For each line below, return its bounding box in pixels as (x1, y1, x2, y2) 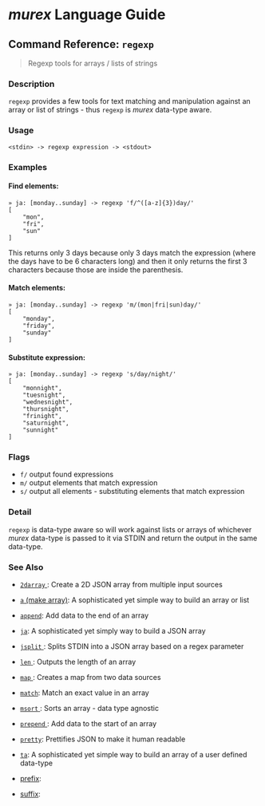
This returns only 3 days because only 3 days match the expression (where (8, 247, 256, 257)
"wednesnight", (22, 398, 73, 406)
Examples (8, 161, 48, 172)
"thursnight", (22, 405, 69, 413)
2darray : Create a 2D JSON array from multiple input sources (19, 580, 223, 590)
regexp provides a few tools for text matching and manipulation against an (8, 97, 251, 106)
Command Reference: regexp (8, 38, 154, 51)
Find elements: (8, 181, 59, 191)
